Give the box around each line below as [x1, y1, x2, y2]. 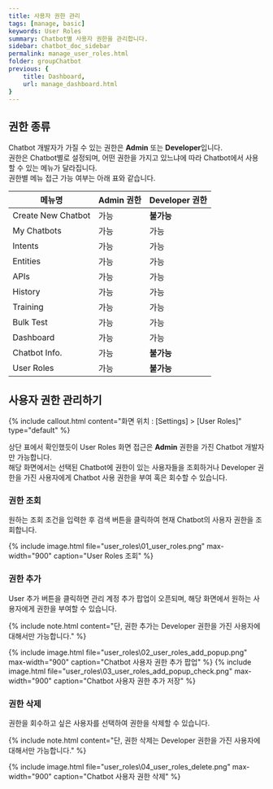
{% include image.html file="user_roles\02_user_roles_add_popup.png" [8, 647, 248, 657]
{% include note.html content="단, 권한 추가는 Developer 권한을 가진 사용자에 [8, 621, 261, 630]
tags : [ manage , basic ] [8, 20, 85, 28]
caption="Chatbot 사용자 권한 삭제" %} [54, 771, 181, 781]
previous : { [8, 65, 49, 73]
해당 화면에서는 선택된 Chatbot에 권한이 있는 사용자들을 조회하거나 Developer [8, 463, 256, 472]
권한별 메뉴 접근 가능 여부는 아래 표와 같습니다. [8, 173, 156, 183]
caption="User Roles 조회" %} [54, 551, 154, 561]
